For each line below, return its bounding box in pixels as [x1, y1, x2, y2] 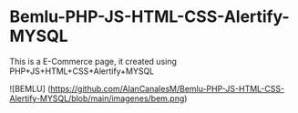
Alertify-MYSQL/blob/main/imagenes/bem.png [9, 93, 185, 104]
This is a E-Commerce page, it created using [9, 56, 178, 67]
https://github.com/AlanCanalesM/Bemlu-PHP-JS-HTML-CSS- [49, 83, 285, 94]
